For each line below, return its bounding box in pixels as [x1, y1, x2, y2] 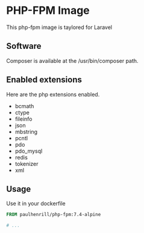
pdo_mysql [14, 147, 43, 155]
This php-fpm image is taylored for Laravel [6, 24, 113, 31]
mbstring [14, 128, 38, 135]
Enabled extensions [6, 75, 83, 85]
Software [6, 41, 42, 51]
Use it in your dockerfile [6, 200, 66, 207]
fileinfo [14, 115, 33, 123]
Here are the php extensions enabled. [6, 91, 100, 98]
